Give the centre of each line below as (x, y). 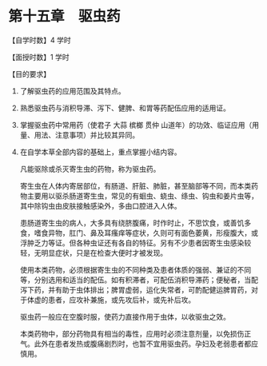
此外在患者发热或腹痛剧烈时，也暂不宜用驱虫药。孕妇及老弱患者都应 (146, 344)
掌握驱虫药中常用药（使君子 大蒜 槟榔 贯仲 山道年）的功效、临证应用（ (136, 125)
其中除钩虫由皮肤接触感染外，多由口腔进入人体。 (100, 205)
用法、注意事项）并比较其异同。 (87, 135)
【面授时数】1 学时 (39, 57)
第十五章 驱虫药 (65, 16)
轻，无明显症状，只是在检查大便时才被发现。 (94, 253)
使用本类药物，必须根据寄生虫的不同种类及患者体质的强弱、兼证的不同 (135, 269)
